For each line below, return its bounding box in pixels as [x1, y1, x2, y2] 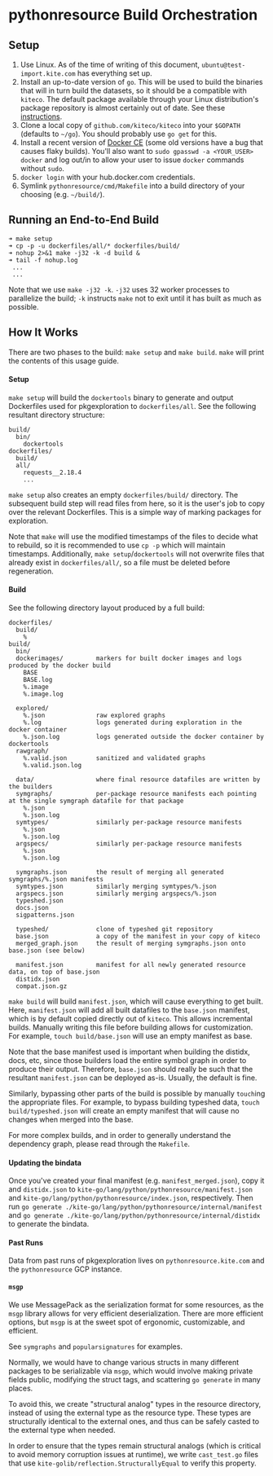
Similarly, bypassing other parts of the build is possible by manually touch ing [8, 1089, 266, 1099]
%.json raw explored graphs [23, 711, 165, 720]
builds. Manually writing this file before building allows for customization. [8, 1022, 253, 1032]
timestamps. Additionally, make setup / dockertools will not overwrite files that [8, 548, 265, 559]
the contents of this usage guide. [8, 356, 120, 366]
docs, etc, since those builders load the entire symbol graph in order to [8, 1056, 247, 1065]
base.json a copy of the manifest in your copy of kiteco [15, 933, 261, 941]
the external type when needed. [8, 1425, 116, 1434]
